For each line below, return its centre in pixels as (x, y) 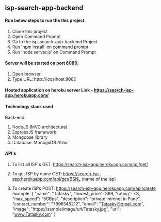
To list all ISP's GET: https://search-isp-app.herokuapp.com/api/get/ (80, 164)
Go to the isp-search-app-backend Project (55, 41)
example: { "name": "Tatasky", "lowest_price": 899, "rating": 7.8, (76, 193)
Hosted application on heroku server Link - (49, 90)
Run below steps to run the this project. (46, 20)
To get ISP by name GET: (37, 174)
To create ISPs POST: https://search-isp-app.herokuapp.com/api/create (84, 188)
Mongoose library (30, 137)
